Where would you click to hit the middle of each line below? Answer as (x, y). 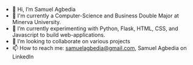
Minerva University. (37, 22)
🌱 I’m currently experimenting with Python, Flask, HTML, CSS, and (95, 28)
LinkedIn (23, 57)
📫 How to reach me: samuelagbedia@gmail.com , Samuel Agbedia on (99, 48)
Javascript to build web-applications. (58, 35)
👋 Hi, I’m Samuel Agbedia (44, 9)
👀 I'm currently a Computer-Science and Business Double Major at (96, 16)
